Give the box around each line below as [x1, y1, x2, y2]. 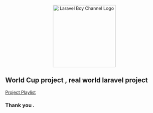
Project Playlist [5, 89, 36, 95]
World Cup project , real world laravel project [5, 76, 148, 85]
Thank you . [5, 102, 35, 109]
